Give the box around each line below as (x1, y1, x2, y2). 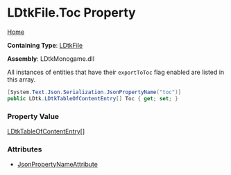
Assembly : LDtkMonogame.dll (7, 54, 95, 63)
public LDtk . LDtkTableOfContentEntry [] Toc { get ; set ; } (7, 95, 178, 102)
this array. (7, 75, 36, 84)
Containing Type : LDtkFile (7, 41, 83, 49)
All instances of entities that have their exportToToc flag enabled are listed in (7, 68, 225, 76)
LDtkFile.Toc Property (7, 5, 137, 21)
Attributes (7, 144, 42, 154)
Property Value (7, 111, 60, 121)
